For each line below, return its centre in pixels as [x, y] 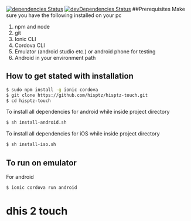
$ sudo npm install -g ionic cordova [52, 90]
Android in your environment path [55, 58]
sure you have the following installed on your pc [64, 15]
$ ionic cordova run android [42, 188]
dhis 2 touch [37, 211]
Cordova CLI [30, 45]
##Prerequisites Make [159, 9]
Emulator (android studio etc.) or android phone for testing [85, 52]
